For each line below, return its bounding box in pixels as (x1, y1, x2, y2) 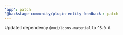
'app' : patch (4, 7, 31, 12)
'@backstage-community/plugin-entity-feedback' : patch (4, 12, 119, 16)
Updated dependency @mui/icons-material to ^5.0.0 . (4, 24, 112, 30)
